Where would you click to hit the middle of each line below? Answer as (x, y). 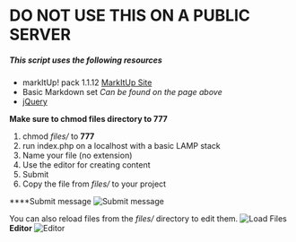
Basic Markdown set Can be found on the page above (122, 92)
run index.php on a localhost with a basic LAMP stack (122, 146)
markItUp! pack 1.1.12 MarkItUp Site (87, 82)
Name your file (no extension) (77, 156)
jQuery (35, 102)
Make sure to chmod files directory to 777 (88, 119)
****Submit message (50, 202)
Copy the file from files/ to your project (94, 184)
